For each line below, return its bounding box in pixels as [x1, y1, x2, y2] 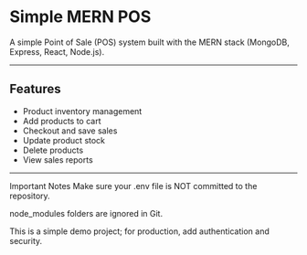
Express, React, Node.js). [9, 46, 105, 57]
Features [9, 81, 61, 97]
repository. [9, 190, 50, 201]
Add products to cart [22, 115, 102, 126]
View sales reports [22, 154, 93, 165]
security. [9, 235, 43, 246]
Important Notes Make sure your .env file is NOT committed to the [9, 180, 258, 191]
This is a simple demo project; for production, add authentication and [9, 226, 270, 237]
